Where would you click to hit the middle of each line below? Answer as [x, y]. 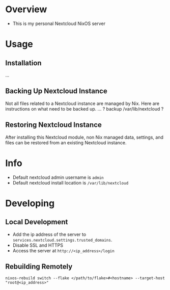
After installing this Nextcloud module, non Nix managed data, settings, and [84, 137]
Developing [30, 203]
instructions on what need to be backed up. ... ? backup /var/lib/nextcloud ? [84, 109]
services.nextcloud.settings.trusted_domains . [62, 240]
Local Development [37, 222]
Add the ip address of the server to [49, 234]
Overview [26, 9]
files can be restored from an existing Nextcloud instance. [66, 142]
